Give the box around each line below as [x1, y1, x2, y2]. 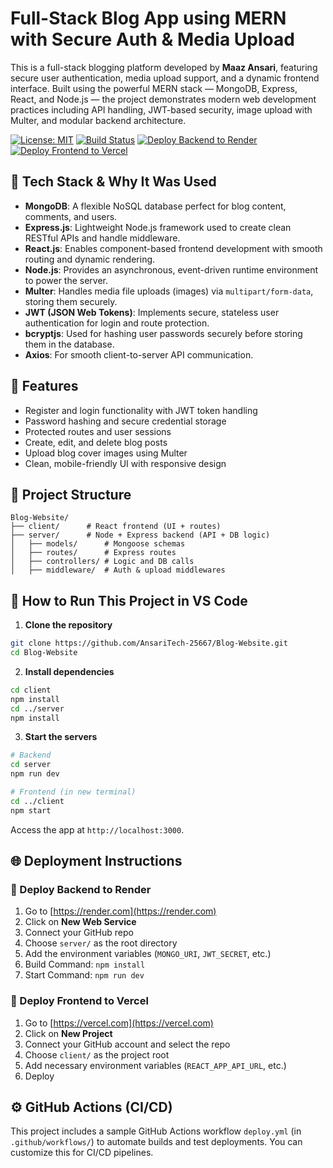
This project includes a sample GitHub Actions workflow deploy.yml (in [10, 1125, 302, 1137]
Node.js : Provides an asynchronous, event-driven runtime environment [24, 263, 319, 276]
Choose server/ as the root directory [24, 937, 178, 949]
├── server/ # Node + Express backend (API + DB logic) [10, 530, 271, 541]
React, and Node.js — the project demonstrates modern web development [10, 93, 317, 105]
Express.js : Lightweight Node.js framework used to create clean [24, 221, 292, 233]
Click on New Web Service [24, 916, 137, 928]
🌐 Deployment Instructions [10, 853, 183, 870]
